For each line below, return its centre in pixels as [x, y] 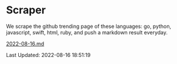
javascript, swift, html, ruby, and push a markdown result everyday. [87, 32]
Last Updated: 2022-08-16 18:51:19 [48, 55]
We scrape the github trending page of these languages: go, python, [89, 26]
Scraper [26, 10]
